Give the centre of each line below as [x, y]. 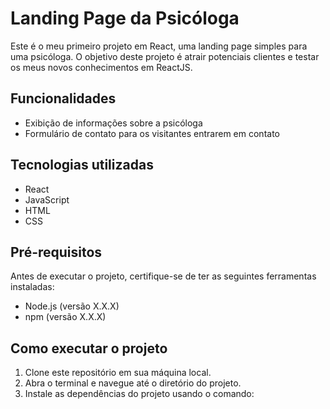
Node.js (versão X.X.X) [72, 306]
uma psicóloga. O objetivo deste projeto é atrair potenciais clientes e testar [165, 56]
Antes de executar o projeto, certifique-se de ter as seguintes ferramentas [163, 276]
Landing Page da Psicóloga [125, 18]
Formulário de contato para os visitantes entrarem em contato [152, 133]
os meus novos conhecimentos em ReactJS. [101, 67]
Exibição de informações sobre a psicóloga [113, 123]
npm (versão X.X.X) [65, 317]
